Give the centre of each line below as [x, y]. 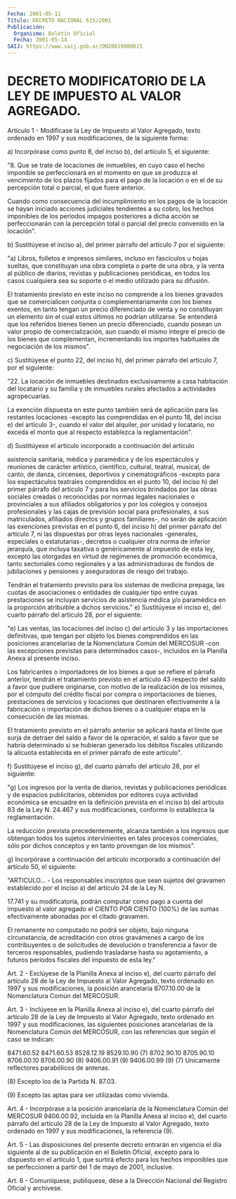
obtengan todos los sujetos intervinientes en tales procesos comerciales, [113, 838]
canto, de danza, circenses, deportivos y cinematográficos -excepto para [113, 474]
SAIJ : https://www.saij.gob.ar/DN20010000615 [75, 46]
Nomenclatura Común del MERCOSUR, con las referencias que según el [112, 1031]
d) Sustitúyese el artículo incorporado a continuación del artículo [101, 445]
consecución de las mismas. [48, 716]
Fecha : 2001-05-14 [41, 40]
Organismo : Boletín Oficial [55, 33]
